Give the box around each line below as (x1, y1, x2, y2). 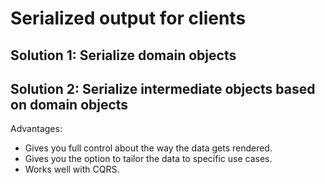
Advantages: (10, 123, 63, 135)
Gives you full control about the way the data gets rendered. (24, 142, 273, 154)
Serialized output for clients (10, 7, 247, 30)
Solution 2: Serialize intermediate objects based (10, 80, 316, 97)
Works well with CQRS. (24, 163, 120, 176)
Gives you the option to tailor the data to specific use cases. (24, 153, 273, 165)
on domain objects (10, 96, 129, 113)
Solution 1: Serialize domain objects (10, 47, 237, 64)
